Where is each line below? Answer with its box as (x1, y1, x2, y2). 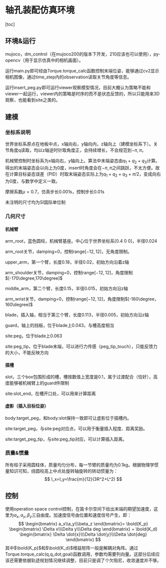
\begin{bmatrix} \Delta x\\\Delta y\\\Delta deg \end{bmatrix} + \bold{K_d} (9, 526, 158, 532)
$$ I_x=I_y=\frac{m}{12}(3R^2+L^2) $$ (44, 476, 122, 482)
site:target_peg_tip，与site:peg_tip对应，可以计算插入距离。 (5, 436, 127, 442)
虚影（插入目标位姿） (5, 403, 49, 409)
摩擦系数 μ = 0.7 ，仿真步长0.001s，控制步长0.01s (5, 189, 105, 195)
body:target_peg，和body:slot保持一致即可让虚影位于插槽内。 (5, 415, 132, 421)
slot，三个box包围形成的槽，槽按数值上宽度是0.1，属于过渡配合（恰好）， (5, 374, 154, 380)
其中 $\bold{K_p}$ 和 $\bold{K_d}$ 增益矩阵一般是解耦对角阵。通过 (5, 545, 138, 551)
